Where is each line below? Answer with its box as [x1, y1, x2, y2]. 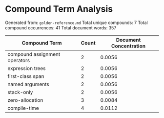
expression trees [7, 65, 46, 71]
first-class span [7, 72, 44, 79]
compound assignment [7, 50, 61, 57]
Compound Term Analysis [5, 3, 113, 15]
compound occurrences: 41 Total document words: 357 [5, 24, 117, 30]
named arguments [7, 81, 50, 88]
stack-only [7, 89, 33, 95]
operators [7, 57, 30, 64]
